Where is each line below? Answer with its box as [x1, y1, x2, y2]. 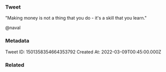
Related [5, 61, 25, 68]
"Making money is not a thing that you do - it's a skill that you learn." [5, 15, 147, 21]
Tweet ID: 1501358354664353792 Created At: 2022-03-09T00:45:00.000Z [5, 49, 161, 55]
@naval [5, 25, 21, 31]
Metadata [5, 37, 29, 44]
